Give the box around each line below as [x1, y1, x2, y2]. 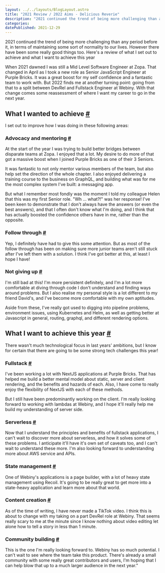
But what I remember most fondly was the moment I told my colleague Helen [5, 191, 160, 197]
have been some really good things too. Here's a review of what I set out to [5, 50, 157, 55]
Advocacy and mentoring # [5, 134, 71, 141]
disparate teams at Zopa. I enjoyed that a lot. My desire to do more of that [5, 151, 154, 157]
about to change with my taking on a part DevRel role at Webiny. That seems [5, 513, 160, 519]
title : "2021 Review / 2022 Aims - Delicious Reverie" [5, 12, 120, 17]
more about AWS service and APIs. [5, 451, 76, 457]
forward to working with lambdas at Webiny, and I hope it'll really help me [5, 401, 154, 407]
